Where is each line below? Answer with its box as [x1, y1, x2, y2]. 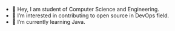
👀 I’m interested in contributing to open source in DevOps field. [12, 12, 170, 19]
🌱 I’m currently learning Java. [12, 18, 86, 25]
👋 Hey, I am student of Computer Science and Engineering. [12, 6, 159, 13]
